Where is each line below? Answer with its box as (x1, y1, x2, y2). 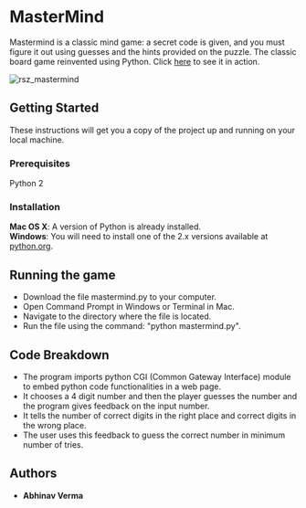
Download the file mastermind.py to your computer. (22, 291, 217, 302)
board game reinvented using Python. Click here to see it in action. (9, 56, 260, 67)
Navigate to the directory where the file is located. (22, 311, 212, 322)
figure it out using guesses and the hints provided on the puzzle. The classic (9, 46, 297, 57)
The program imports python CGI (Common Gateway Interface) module (22, 371, 291, 382)
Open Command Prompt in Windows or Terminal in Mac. (22, 302, 235, 312)
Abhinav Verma (22, 490, 84, 501)
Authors (9, 466, 58, 482)
